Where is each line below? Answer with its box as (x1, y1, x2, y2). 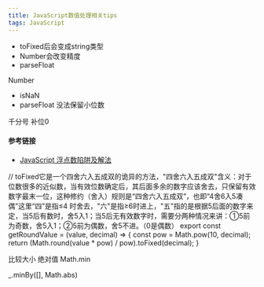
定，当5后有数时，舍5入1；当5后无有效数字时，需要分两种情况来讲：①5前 (8, 211, 251, 220)
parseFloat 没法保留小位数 (19, 100, 104, 109)
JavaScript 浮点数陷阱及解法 (19, 155, 112, 164)
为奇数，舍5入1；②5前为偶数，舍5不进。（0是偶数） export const (8, 221, 222, 230)
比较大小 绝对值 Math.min (8, 254, 91, 263)
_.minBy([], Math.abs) (8, 270, 78, 279)
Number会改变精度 (19, 51, 81, 61)
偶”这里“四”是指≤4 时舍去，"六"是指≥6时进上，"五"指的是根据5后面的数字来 (8, 201, 254, 211)
